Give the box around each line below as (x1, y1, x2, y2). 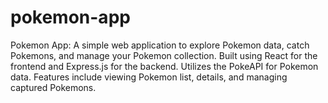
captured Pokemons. (10, 81, 97, 93)
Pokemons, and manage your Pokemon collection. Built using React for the (10, 49, 318, 61)
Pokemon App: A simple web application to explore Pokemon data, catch (10, 39, 310, 51)
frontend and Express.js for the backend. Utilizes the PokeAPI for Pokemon (10, 60, 319, 72)
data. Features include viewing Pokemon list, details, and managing (10, 71, 288, 83)
